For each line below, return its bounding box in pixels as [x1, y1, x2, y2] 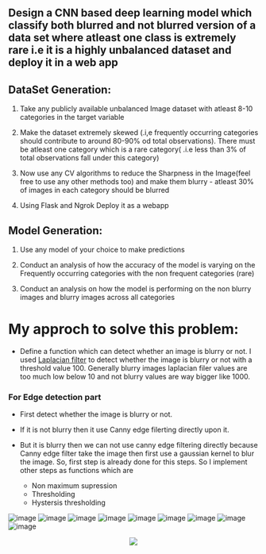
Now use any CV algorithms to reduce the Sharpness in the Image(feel [19, 168, 251, 178]
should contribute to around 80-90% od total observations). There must [19, 137, 256, 146]
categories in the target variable [19, 113, 125, 122]
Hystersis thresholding [31, 498, 106, 507]
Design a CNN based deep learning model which [8, 6, 253, 20]
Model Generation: [8, 224, 103, 237]
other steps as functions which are [19, 466, 133, 475]
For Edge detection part [8, 391, 102, 402]
